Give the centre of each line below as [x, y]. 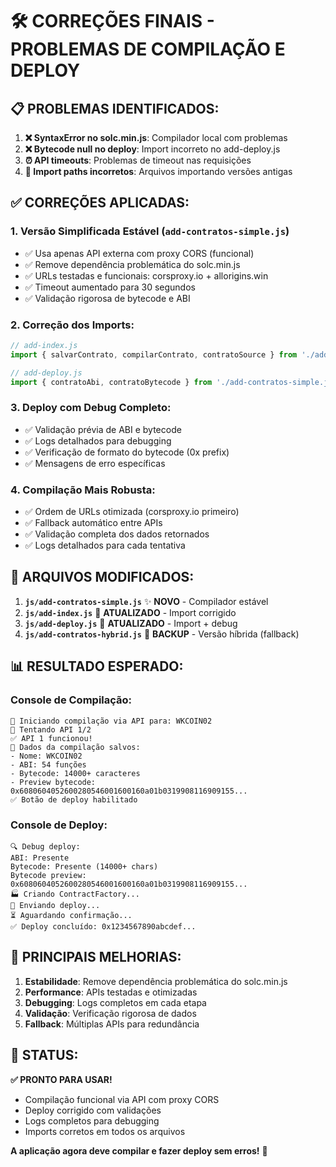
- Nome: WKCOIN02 [46, 756]
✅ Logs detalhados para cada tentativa [105, 545]
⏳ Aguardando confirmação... [71, 915]
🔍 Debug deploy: [45, 846]
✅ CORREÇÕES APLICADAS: [100, 203]
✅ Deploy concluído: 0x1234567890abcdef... [103, 926]
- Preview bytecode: [53, 782]
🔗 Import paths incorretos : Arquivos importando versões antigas [158, 171]
